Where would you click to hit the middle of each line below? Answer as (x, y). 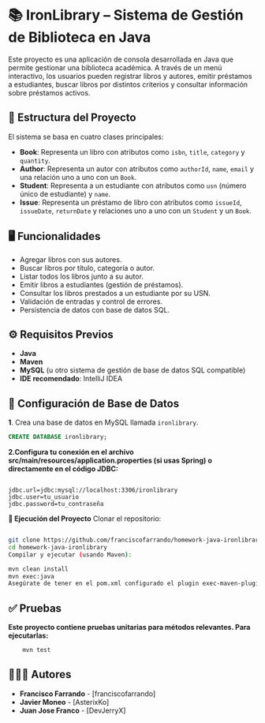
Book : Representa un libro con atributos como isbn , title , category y (132, 152)
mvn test (37, 650)
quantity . (35, 160)
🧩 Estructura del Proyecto (72, 118)
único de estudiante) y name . (65, 193)
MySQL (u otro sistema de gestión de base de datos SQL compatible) (132, 370)
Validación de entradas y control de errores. (91, 302)
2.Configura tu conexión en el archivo (71, 452)
